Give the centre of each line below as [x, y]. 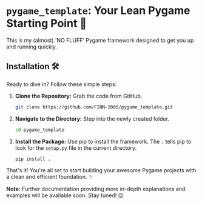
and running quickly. [32, 47]
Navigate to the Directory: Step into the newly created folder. [92, 118]
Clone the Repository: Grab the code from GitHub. [79, 96]
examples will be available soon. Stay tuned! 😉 [65, 195]
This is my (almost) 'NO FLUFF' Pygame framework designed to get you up [100, 40]
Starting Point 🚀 [46, 23]
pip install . [33, 159]
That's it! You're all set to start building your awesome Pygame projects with [101, 170]
